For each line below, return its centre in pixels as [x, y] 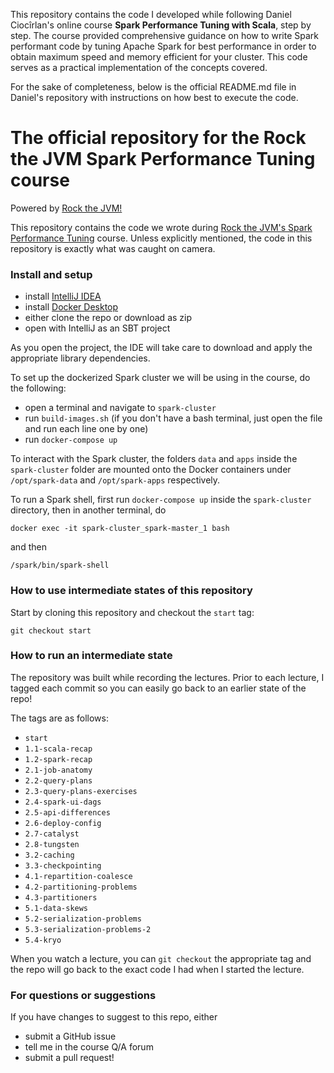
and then [28, 547]
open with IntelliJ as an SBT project [97, 328]
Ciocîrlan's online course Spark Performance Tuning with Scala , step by [161, 25]
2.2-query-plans [58, 780]
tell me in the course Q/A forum [89, 1047]
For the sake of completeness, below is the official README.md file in [153, 87]
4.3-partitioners [61, 897]
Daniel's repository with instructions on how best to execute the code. [154, 97]
